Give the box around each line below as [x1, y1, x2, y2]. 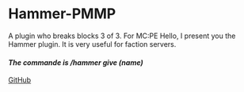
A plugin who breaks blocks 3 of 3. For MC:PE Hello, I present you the [8, 31, 236, 40]
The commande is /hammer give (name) [8, 57, 144, 67]
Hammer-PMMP [8, 5, 116, 23]
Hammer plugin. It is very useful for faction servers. [8, 39, 177, 48]
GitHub [8, 75, 32, 85]
